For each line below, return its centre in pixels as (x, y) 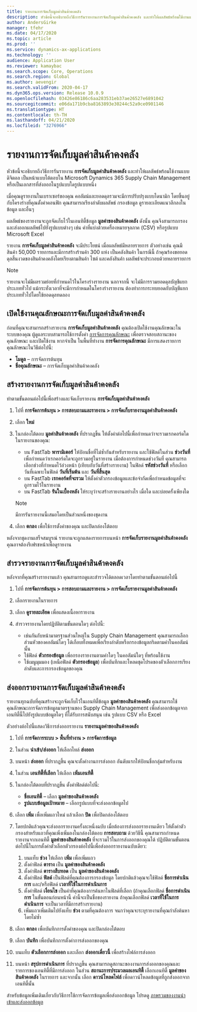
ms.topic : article (29, 39)
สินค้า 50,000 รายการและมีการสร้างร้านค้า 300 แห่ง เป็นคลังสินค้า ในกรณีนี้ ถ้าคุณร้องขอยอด (97, 252)
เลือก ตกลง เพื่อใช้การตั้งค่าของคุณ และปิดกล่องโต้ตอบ (66, 526)
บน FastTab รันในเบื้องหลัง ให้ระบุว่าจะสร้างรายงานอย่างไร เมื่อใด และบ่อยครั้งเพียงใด (106, 491)
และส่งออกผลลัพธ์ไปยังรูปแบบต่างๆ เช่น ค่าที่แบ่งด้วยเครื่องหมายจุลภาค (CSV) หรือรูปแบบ (92, 227)
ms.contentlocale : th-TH (37, 115)
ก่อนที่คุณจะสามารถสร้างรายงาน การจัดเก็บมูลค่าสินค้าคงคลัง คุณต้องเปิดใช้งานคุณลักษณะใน (94, 328)
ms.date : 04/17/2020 (32, 33)
